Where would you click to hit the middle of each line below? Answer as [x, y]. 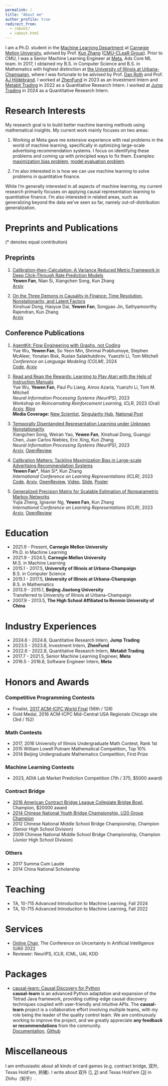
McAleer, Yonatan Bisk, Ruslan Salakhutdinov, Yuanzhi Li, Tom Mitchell [85, 356]
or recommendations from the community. [57, 1026]
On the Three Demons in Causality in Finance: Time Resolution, [78, 296]
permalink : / [19, 10]
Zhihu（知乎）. [21, 1078]
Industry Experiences [51, 626]
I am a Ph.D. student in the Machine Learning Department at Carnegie [77, 48]
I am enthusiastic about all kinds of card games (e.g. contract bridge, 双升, [82, 1066]
